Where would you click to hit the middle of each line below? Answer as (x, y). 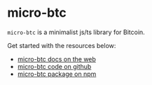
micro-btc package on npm (57, 74)
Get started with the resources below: (62, 45)
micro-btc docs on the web (57, 59)
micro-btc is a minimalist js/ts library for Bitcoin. (76, 32)
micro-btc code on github (54, 66)
